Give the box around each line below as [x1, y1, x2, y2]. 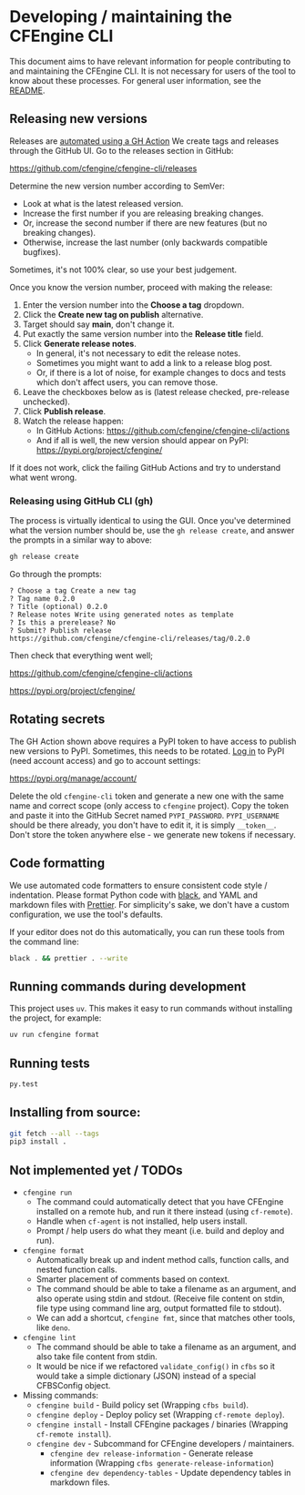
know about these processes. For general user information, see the [9, 75, 261, 86]
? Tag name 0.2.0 [9, 594, 76, 603]
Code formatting [9, 856, 106, 871]
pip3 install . [9, 1137, 67, 1146]
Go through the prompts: [9, 568, 102, 579]
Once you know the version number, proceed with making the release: [9, 281, 273, 292]
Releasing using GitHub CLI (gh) [9, 494, 154, 507]
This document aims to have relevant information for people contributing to [9, 56, 291, 66]
